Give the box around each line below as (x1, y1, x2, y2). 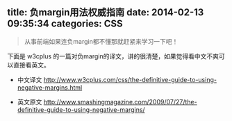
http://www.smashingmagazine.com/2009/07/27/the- (43, 97, 197, 106)
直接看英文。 (13, 60, 50, 69)
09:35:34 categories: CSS (7, 18, 123, 30)
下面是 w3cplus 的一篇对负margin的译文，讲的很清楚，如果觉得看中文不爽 (7, 51, 219, 60)
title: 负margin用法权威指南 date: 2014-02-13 (7, 6, 204, 19)
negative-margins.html (17, 83, 83, 92)
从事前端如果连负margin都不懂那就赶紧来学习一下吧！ (24, 37, 179, 45)
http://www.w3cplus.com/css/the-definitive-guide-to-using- (43, 75, 217, 83)
